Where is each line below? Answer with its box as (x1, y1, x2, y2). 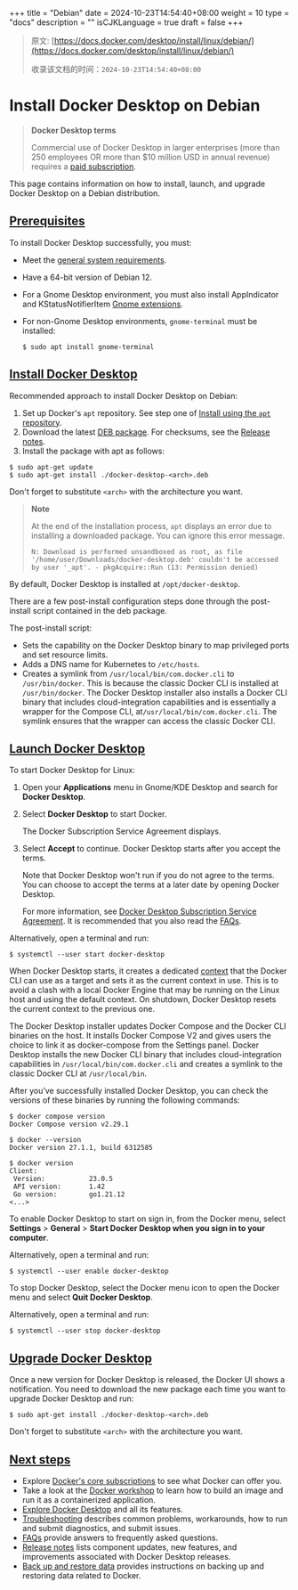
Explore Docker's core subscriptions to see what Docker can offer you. (21, 1476, 283, 1486)
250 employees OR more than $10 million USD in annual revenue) (30, 151, 270, 162)
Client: (9, 1167, 38, 1176)
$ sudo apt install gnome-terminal (21, 342, 155, 351)
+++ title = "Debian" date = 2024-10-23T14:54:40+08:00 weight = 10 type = (9, 8, 290, 18)
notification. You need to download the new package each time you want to (9, 1384, 286, 1395)
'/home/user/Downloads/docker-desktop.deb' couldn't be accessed (30, 555, 278, 564)
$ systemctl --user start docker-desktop (9, 950, 165, 959)
